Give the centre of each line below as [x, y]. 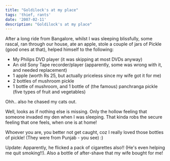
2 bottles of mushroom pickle [44, 81]
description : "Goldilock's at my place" [49, 24]
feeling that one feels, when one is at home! [51, 122]
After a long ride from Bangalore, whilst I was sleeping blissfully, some [79, 39]
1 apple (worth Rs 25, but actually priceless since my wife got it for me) [87, 76]
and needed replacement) [40, 70]
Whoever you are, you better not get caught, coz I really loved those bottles [84, 132]
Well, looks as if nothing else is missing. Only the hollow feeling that [76, 112]
